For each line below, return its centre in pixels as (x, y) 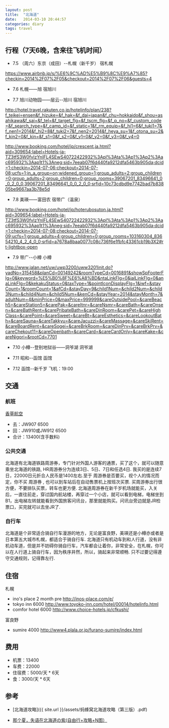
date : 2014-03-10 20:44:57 (36, 19)
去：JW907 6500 (30, 424)
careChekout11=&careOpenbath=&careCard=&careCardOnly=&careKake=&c (84, 331)
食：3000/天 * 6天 (31, 679)
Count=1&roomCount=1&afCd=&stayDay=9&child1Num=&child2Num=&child (84, 289)
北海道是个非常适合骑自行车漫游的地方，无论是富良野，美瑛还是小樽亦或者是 (84, 533)
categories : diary (24, 24)
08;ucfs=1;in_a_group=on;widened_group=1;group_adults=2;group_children (83, 173)
